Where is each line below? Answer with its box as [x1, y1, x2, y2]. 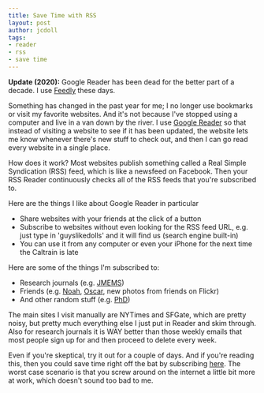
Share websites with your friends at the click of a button [19, 214, 202, 223]
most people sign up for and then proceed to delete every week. [8, 335, 217, 344]
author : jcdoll [8, 26, 58, 34]
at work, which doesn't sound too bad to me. [8, 376, 154, 385]
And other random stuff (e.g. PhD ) [19, 294, 131, 304]
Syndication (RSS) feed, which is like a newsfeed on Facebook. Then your [8, 167, 248, 176]
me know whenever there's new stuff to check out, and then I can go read [8, 134, 248, 144]
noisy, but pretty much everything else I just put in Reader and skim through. [8, 318, 257, 327]
